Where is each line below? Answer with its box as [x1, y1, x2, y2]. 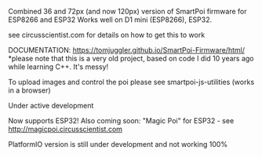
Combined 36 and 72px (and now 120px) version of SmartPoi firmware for [8, 7, 247, 16]
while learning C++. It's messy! [8, 62, 109, 71]
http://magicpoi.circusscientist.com [8, 125, 123, 133]
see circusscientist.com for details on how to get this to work [8, 31, 206, 39]
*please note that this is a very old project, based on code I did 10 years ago [8, 54, 254, 63]
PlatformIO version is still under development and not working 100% [8, 140, 228, 148]
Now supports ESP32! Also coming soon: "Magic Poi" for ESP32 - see [8, 116, 235, 125]
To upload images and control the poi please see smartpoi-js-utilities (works [8, 78, 255, 86]
